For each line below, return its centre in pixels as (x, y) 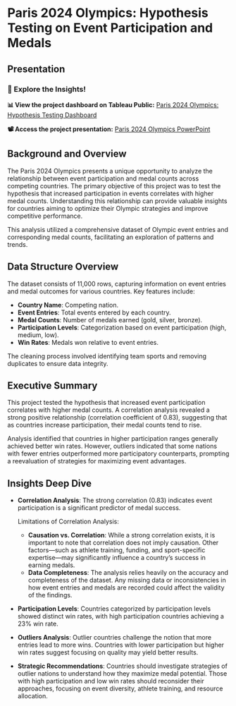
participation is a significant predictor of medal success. (99, 508)
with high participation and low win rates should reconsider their (111, 681)
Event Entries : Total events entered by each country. (94, 312)
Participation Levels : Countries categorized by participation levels (114, 609)
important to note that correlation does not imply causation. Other (123, 543)
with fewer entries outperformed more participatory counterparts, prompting (118, 454)
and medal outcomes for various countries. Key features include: (101, 291)
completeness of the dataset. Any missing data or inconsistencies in (127, 580)
